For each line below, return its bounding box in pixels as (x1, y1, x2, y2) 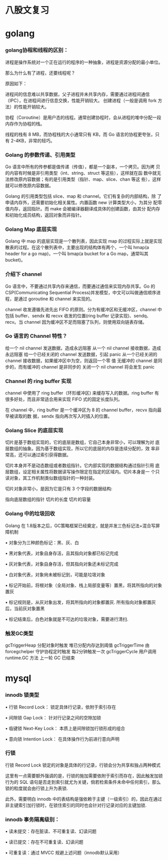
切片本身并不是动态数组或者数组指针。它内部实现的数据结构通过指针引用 (5, 462, 154, 468)
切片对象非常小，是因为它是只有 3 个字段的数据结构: (5, 485, 112, 492)
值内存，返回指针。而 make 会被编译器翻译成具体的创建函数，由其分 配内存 (5, 205, 160, 211)
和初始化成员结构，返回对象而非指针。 (5, 212, 84, 218)
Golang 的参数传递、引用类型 (5, 151, 76, 158)
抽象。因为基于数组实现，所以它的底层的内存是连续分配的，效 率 (22, 445, 155, 452)
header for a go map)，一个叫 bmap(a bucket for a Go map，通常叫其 (5, 251, 148, 257)
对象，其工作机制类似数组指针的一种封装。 (9, 475, 97, 481)
